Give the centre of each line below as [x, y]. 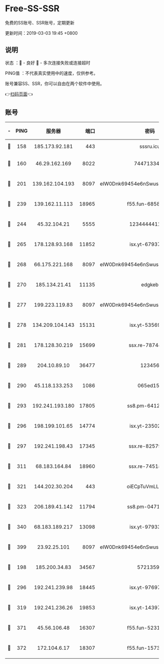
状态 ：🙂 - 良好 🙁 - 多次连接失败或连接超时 [48, 63]
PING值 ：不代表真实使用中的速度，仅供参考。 [51, 73]
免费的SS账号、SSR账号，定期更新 [40, 23]
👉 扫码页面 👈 [19, 94]
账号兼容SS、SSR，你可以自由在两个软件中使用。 [55, 83]
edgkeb [150, 284]
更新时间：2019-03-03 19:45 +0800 [41, 33]
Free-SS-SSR [32, 9]
